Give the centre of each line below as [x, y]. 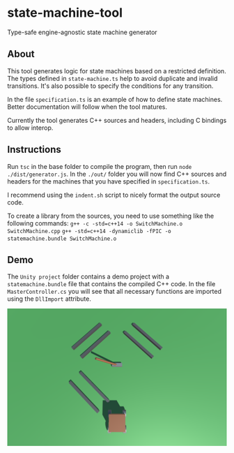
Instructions [34, 150]
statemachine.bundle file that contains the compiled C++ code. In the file [111, 284]
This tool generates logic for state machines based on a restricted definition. [117, 70]
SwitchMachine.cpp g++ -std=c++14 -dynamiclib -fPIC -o [89, 231]
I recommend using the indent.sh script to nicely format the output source [114, 195]
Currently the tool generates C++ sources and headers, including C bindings [117, 120]
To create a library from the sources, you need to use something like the [111, 216]
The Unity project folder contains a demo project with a [88, 276]
